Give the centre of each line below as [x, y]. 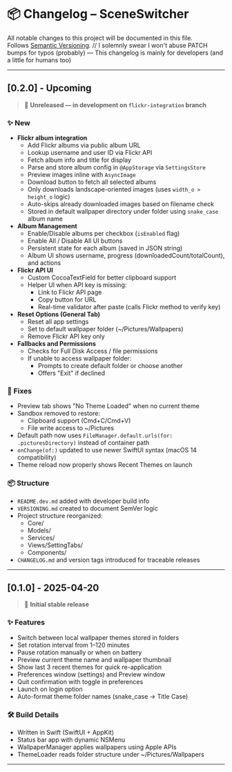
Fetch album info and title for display [79, 160]
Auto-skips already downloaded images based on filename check [121, 204]
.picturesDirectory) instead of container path [83, 443]
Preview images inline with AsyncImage [81, 175]
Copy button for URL [67, 300]
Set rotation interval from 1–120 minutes [73, 645]
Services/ [41, 537]
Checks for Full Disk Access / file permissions [93, 351]
